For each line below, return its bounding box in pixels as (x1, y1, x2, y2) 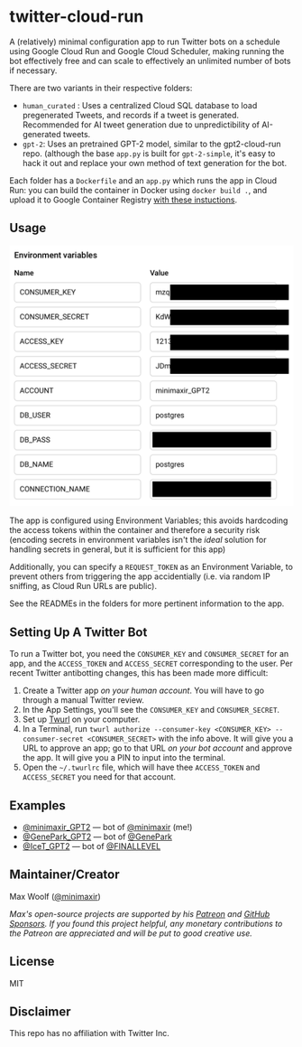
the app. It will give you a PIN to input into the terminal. (22, 753, 226, 763)
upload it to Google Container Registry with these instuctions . (9, 194, 237, 205)
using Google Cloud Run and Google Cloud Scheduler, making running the (9, 45, 285, 56)
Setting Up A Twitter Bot (9, 624, 148, 640)
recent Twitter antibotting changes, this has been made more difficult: (9, 668, 269, 678)
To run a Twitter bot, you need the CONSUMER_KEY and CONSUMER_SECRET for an (9, 649, 289, 659)
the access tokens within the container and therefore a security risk (9, 525, 261, 536)
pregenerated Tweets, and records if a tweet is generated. (22, 109, 240, 120)
